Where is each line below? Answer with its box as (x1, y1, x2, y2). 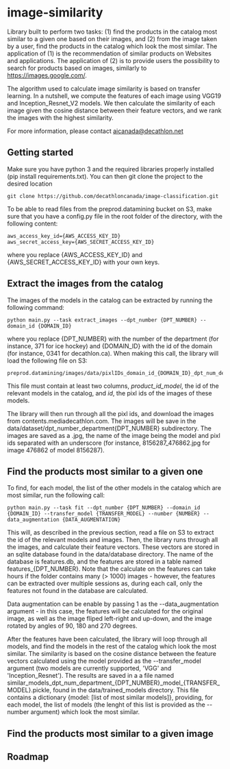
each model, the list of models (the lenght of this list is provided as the (7, 700, 205, 709)
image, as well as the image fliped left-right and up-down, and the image (7, 615, 212, 623)
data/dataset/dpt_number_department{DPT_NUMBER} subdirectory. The (7, 424, 212, 432)
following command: (7, 303, 65, 311)
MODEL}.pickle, (7, 686, 52, 694)
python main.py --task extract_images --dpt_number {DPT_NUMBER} (7, 317, 197, 324)
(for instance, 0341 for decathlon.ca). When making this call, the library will (7, 349, 219, 357)
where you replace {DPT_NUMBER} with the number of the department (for (7, 334, 219, 343)
